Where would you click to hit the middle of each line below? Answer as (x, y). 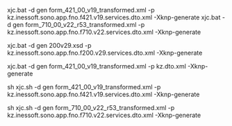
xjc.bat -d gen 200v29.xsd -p (49, 45)
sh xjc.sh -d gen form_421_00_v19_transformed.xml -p (84, 87)
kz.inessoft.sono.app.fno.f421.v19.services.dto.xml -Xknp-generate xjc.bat (114, 17)
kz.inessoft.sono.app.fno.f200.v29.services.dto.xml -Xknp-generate (105, 53)
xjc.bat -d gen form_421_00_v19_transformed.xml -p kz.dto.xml (97, 66)
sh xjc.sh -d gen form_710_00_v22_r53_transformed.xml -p (91, 108)
